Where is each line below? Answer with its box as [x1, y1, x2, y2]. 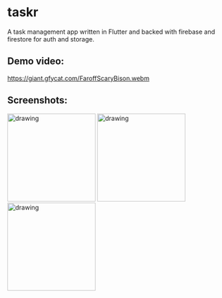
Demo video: [7, 56, 65, 67]
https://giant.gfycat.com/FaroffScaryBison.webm [7, 74, 150, 82]
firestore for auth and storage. [7, 34, 95, 43]
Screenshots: [7, 94, 68, 106]
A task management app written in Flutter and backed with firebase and [7, 27, 216, 36]
